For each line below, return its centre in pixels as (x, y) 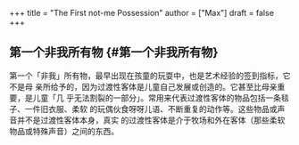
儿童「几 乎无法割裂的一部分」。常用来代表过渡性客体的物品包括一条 (157, 98)
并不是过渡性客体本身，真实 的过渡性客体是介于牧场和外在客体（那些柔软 (151, 120)
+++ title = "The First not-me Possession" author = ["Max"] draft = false (142, 13)
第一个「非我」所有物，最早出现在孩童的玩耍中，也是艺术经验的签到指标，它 (150, 76)
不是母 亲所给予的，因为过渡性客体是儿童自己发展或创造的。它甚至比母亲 (143, 86)
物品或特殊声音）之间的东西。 (64, 131)
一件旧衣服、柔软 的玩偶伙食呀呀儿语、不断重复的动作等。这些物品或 (151, 109)
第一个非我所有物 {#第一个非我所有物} (114, 52)
